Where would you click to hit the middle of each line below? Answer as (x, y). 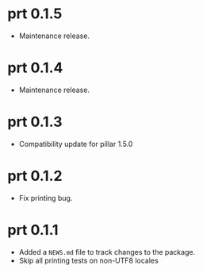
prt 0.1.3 (35, 122)
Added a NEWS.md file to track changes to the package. (107, 252)
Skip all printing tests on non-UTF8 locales (89, 260)
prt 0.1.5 (35, 14)
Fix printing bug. (46, 198)
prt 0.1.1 (33, 230)
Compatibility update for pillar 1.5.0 (76, 144)
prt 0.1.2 (35, 176)
